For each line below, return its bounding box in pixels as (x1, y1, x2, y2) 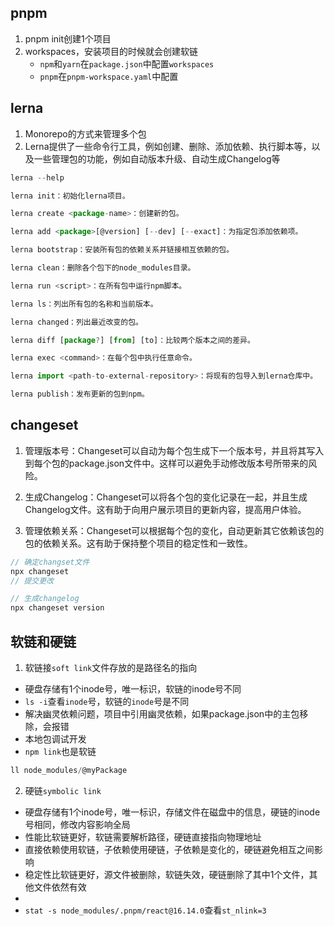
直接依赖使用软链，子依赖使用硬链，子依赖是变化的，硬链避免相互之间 (24, 843, 315, 855)
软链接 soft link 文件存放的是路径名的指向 (24, 662, 198, 673)
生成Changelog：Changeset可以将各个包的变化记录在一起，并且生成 (24, 491, 308, 503)
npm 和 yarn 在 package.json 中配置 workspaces (39, 57, 215, 70)
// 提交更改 (10, 576, 55, 586)
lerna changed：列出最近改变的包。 (10, 317, 143, 327)
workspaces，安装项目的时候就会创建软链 (24, 45, 199, 57)
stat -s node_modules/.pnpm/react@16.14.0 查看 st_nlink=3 (24, 904, 267, 916)
